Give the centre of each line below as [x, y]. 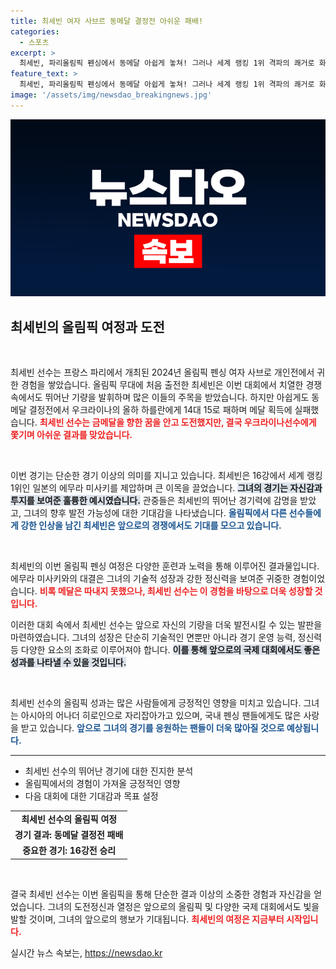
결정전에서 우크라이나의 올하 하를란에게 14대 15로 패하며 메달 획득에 [160, 410]
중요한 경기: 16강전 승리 [69, 851]
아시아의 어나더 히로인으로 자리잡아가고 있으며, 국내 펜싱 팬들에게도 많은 [161, 716]
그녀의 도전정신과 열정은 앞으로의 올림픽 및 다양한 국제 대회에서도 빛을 [183, 906]
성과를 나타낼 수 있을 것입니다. [68, 662]
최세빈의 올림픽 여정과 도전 [87, 326]
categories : [35, 31]
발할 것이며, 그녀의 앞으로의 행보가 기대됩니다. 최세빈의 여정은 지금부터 [147, 919]
